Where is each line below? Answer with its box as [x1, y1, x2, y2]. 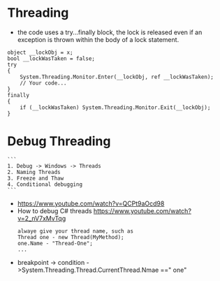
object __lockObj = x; [7, 49, 73, 56]
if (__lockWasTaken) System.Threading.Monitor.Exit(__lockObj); [20, 103, 211, 111]
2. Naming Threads [7, 168, 61, 175]
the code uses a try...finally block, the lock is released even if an [17, 28, 203, 36]
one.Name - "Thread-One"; [17, 240, 93, 247]
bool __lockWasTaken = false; [7, 55, 96, 62]
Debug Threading [7, 134, 111, 150]
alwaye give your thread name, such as [17, 227, 134, 235]
